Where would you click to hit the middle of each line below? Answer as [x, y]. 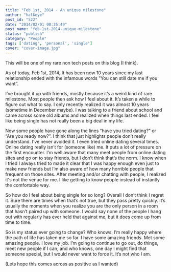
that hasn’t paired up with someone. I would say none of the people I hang [83, 211]
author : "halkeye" [25, 15]
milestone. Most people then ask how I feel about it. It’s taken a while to [80, 99]
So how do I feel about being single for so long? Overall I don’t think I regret [85, 195]
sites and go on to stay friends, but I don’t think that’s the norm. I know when [86, 158]
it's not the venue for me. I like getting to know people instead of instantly [82, 179]
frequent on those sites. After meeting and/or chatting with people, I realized [86, 174]
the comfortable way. [28, 185]
